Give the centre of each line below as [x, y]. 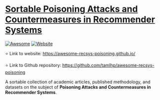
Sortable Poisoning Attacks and [72, 9]
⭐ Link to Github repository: [33, 65]
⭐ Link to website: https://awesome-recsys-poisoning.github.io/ [70, 53]
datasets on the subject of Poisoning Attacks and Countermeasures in [78, 87]
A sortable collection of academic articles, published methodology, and [78, 82]
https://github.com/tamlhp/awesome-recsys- [108, 65]
